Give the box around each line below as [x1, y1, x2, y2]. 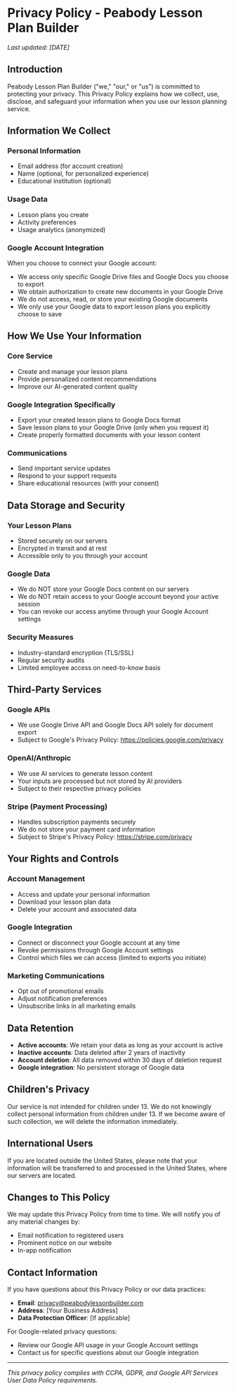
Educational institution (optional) [17, 177, 112, 186]
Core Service [7, 351, 53, 361]
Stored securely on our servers [17, 536, 107, 545]
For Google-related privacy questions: [7, 1327, 117, 1336]
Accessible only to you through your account [17, 552, 147, 559]
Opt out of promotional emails [17, 987, 104, 995]
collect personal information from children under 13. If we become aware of [7, 1109, 226, 1118]
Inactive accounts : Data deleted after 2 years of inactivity [17, 1048, 185, 1056]
